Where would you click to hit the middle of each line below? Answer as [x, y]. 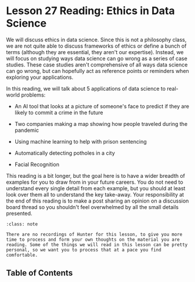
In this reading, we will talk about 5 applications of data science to [86, 88]
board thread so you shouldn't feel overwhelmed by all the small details [93, 207]
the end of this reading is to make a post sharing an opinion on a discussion [97, 201]
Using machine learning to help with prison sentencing [80, 141]
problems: [33, 95]
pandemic [27, 130]
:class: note [22, 224]
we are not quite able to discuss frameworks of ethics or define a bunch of [96, 46]
